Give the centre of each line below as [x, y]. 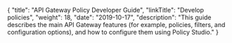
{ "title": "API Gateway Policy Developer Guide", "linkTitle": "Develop [106, 10]
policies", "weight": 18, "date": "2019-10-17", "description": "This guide [110, 17]
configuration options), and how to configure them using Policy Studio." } [113, 32]
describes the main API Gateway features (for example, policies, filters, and [116, 25]
